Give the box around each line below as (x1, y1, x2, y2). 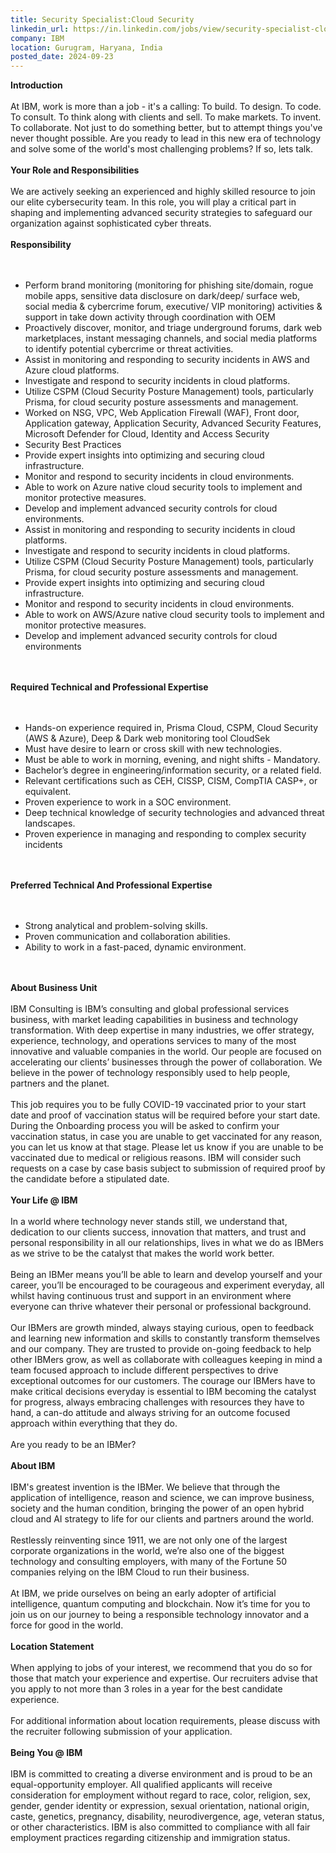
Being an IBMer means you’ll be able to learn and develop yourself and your (10, 1269, 323, 1281)
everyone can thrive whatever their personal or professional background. (10, 1301, 312, 1313)
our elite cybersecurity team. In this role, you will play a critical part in (10, 196, 297, 208)
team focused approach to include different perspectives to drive (10, 1364, 279, 1376)
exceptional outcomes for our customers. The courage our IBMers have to (10, 1375, 316, 1387)
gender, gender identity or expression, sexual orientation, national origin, (10, 1800, 310, 1812)
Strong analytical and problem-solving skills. (24, 920, 208, 932)
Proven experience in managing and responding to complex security (24, 828, 307, 840)
